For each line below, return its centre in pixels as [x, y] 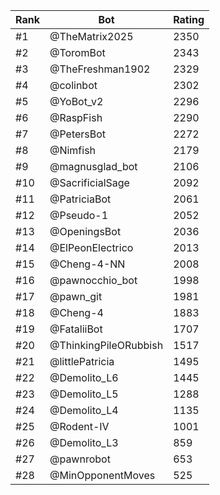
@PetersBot [78, 134]
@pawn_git [76, 296]
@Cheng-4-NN [87, 264]
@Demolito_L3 [84, 442]
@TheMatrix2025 [91, 36]
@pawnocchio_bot [93, 280]
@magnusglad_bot [93, 166]
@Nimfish [73, 150]
